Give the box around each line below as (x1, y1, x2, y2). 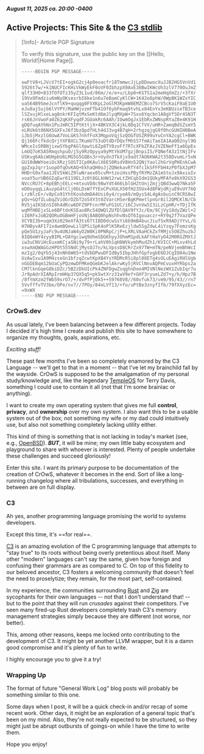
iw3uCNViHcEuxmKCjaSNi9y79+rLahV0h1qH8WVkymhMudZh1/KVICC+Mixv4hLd (21, 240, 196, 246)
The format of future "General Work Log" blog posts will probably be (6, 685, 178, 692)
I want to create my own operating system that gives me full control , (6, 401, 178, 408)
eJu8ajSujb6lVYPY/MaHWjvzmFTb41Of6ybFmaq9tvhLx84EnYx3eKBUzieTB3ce (21, 106, 196, 112)
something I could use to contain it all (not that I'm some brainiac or (6, 383, 175, 390)
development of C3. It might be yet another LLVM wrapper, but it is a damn (6, 638, 194, 644)
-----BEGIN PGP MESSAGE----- (21, 69, 96, 75)
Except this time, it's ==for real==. (6, 531, 93, 538)
